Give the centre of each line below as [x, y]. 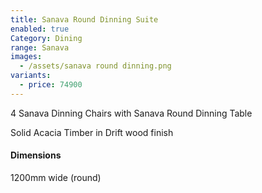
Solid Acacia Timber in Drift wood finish [92, 132]
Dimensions [36, 155]
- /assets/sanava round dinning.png [95, 66]
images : [26, 57]
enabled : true [40, 29]
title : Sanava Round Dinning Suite [84, 19]
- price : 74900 [51, 85]
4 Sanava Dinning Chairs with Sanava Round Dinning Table [131, 113]
